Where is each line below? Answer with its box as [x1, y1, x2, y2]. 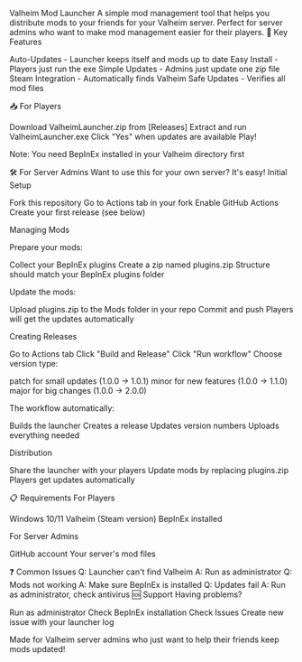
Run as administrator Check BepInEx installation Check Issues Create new [9, 607, 284, 618]
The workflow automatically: [9, 403, 115, 414]
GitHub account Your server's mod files [9, 548, 156, 559]
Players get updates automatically [9, 474, 135, 485]
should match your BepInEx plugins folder [9, 269, 165, 279]
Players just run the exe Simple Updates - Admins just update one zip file [9, 63, 280, 74]
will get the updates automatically [9, 313, 134, 324]
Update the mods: [9, 286, 77, 297]
